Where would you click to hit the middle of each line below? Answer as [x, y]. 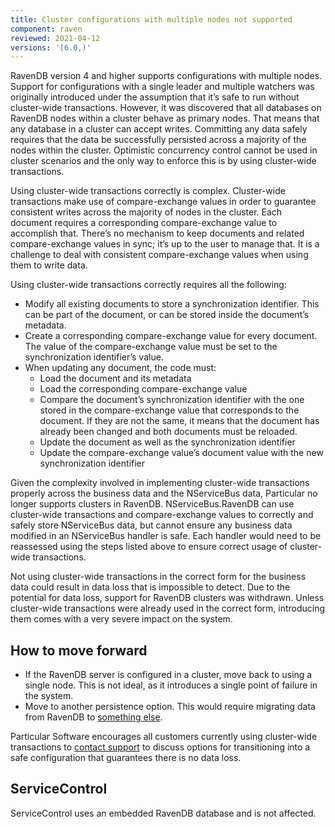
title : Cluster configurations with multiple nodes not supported [151, 19]
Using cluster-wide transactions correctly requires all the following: [148, 285]
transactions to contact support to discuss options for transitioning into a [160, 747]
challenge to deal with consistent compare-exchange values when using [159, 255]
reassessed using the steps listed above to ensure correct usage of [149, 547]
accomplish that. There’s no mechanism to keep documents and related [157, 233]
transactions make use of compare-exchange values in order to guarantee [163, 202]
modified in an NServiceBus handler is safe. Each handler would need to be [166, 536]
